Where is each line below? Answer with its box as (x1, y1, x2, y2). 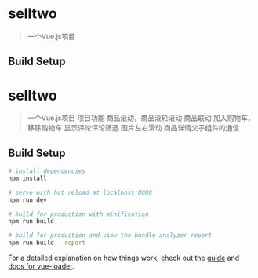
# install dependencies (8, 167, 86, 175)
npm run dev (8, 196, 47, 204)
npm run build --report (8, 239, 86, 247)
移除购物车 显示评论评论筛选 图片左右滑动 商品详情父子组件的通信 (27, 123, 240, 133)
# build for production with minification (8, 210, 149, 218)
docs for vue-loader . (8, 262, 74, 271)
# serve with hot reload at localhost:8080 (8, 188, 153, 196)
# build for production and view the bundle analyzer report (8, 232, 213, 240)
